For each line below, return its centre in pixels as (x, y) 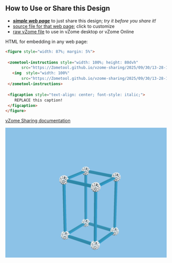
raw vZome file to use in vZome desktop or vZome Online (73, 31)
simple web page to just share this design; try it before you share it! (84, 20)
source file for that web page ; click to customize (64, 26)
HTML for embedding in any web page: (47, 41)
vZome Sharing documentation (38, 121)
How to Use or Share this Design (58, 8)
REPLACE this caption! (39, 100)
